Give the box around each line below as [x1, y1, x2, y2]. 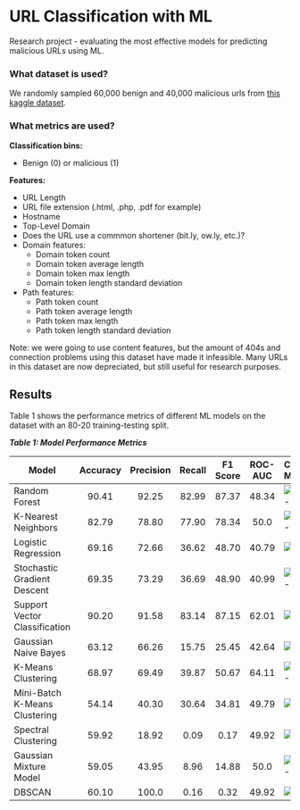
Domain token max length [35, 268, 130, 279]
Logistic [13, 536, 47, 548]
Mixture [13, 761, 46, 773]
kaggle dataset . [9, 97, 67, 108]
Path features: [21, 287, 74, 297]
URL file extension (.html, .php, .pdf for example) [21, 201, 202, 212]
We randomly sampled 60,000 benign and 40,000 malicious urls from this [9, 88, 281, 99]
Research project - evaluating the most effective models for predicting [9, 36, 268, 46]
